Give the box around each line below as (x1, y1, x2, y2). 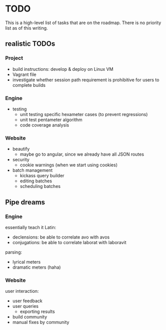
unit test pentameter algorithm (19, 117, 82, 123)
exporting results (19, 308, 55, 314)
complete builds (12, 82, 46, 88)
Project (5, 55, 23, 62)
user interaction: (5, 288, 39, 294)
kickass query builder (19, 173, 64, 179)
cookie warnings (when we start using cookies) (19, 162, 118, 168)
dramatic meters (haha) (12, 264, 61, 270)
